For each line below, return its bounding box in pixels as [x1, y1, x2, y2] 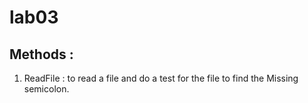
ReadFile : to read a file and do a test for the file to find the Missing [23, 72, 299, 84]
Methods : [9, 46, 74, 63]
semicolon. [23, 83, 70, 95]
